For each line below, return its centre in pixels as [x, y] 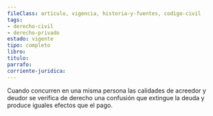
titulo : [18, 58]
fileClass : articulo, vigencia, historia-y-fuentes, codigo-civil [104, 13]
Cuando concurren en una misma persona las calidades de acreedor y [106, 91]
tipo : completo [29, 45]
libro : [16, 52]
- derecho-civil [30, 26]
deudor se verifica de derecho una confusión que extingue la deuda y [106, 97]
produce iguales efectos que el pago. [60, 105]
